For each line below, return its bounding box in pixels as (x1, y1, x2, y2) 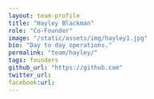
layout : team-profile (8, 11, 81, 20)
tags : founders (8, 57, 59, 65)
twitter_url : (8, 71, 52, 79)
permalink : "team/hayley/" (8, 49, 98, 57)
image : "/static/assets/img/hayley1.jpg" (8, 34, 148, 42)
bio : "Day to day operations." (8, 42, 113, 49)
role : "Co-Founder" (8, 26, 73, 34)
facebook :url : (8, 78, 56, 86)
